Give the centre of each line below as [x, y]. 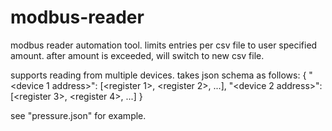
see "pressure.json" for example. [78, 115]
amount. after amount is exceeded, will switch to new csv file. [137, 55]
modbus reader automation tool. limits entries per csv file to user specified [164, 45]
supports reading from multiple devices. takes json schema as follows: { [158, 75]
